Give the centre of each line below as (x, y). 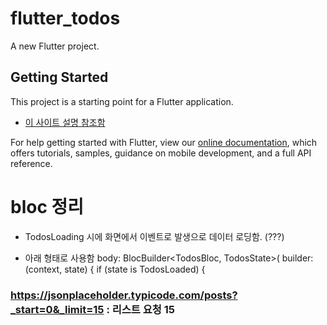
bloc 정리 (47, 206)
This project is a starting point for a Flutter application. (122, 101)
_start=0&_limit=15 (57, 309)
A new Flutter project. (55, 46)
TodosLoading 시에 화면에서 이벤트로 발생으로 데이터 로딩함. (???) (154, 236)
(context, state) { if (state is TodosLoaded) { (115, 269)
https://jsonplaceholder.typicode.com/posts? (124, 295)
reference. (31, 163)
